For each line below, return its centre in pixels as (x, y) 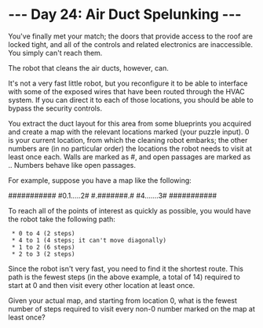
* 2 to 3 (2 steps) (44, 254)
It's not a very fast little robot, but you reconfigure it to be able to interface (128, 83)
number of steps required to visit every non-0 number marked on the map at (131, 308)
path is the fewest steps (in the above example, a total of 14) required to (124, 277)
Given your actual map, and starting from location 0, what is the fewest (123, 301)
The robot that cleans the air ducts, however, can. (88, 67)
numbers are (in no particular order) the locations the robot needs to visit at (130, 148)
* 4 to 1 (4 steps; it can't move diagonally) (89, 240)
